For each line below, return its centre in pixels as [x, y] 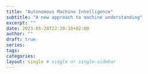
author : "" [20, 34]
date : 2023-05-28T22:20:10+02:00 [48, 28]
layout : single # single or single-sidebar [61, 61]
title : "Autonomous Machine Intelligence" [60, 12]
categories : [21, 56]
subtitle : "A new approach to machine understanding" [75, 17]
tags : [13, 51]
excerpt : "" [21, 23]
